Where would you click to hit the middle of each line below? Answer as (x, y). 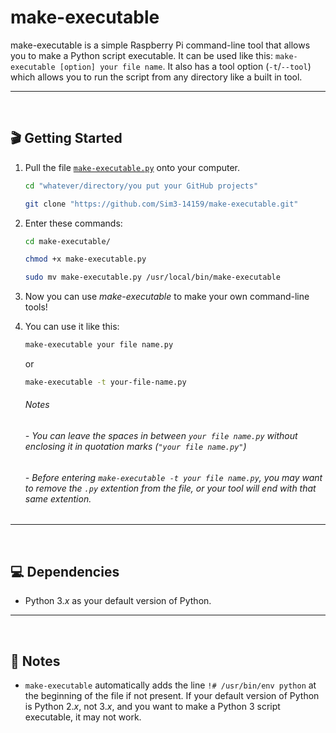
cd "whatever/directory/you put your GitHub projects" (141, 186)
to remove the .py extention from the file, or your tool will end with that (170, 488)
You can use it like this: (72, 327)
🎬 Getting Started (66, 138)
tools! (36, 307)
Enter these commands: (73, 223)
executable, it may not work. (83, 717)
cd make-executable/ (67, 241)
